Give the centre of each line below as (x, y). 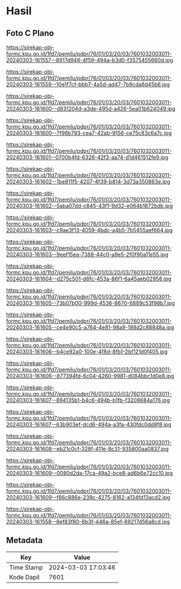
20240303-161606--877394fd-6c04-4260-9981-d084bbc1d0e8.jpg (90, 376)
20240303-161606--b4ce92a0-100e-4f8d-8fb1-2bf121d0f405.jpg (87, 352)
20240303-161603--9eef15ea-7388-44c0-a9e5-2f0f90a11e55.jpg (87, 254)
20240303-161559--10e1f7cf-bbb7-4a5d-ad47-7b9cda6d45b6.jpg (88, 84)
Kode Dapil (24, 577)
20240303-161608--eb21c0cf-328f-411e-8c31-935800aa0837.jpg (87, 449)
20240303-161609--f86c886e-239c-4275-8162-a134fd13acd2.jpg (88, 497)
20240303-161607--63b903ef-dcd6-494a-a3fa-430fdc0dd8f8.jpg (89, 425)
